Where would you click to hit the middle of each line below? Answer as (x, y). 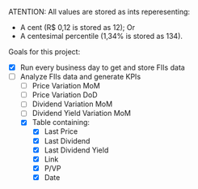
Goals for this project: (44, 52)
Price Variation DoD (65, 95)
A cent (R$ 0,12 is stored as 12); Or (78, 27)
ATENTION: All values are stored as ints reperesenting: (99, 12)
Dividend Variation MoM (72, 104)
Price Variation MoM (66, 86)
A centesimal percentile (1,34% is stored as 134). (101, 36)
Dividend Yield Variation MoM (82, 114)
